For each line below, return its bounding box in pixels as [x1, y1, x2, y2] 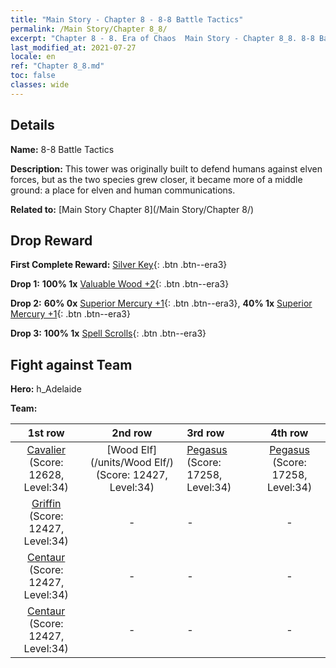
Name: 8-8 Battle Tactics [10, 143, 115, 155]
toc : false [10, 71, 56, 81]
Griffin [31, 497, 62, 511]
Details [10, 117, 55, 134]
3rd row [186, 426, 225, 440]
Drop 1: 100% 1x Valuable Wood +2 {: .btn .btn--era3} [10, 278, 230, 290]
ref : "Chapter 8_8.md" [10, 61, 105, 71]
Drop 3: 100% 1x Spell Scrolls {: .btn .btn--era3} [10, 327, 207, 340]
